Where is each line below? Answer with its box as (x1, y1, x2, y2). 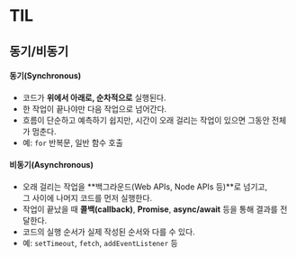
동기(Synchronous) (9, 70, 82, 81)
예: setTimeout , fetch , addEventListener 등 (22, 237, 178, 248)
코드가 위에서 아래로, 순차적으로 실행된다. (22, 92, 166, 103)
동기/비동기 (9, 43, 69, 59)
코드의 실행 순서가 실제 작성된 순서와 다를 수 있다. (22, 226, 195, 237)
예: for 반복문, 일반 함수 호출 (22, 137, 123, 148)
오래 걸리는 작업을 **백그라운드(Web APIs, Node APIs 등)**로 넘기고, (22, 181, 268, 192)
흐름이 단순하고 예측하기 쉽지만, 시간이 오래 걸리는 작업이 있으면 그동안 (22, 115, 270, 125)
